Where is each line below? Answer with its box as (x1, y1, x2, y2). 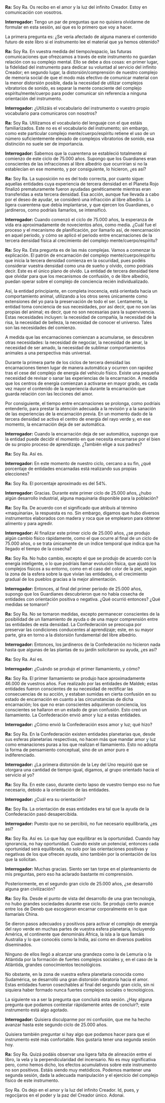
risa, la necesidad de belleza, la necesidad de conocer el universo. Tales (5, 320, 152, 325)
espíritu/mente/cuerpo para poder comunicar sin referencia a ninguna (5, 91, 147, 96)
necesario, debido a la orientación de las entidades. (5, 787, 110, 793)
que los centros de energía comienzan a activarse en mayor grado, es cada (5, 380, 159, 386)
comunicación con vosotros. (5, 9, 63, 15)
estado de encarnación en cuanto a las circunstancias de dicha (5, 697, 134, 702)
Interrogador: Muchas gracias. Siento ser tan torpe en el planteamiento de (5, 866, 157, 871)
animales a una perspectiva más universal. (5, 350, 92, 356)
